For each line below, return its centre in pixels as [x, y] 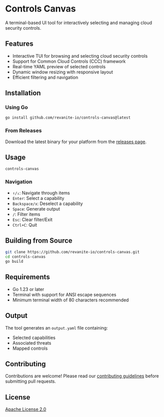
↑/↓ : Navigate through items [41, 193]
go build [14, 262]
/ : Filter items [26, 214]
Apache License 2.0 [26, 409]
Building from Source [39, 240]
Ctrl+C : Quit [25, 225]
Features [19, 44]
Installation [23, 93]
